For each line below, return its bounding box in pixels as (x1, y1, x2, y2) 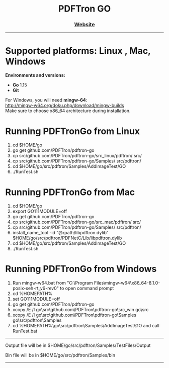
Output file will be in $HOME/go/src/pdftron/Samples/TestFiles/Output (5, 342, 151, 348)
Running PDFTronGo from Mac (5, 187, 135, 198)
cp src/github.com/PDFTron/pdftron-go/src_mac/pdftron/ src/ (12, 219, 141, 225)
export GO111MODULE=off (12, 208, 67, 214)
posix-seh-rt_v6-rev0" (12, 285, 59, 292)
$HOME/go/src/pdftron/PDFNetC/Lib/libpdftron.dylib (12, 235, 122, 241)
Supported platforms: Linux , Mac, (5, 45, 151, 56)
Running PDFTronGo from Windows (5, 263, 157, 274)
